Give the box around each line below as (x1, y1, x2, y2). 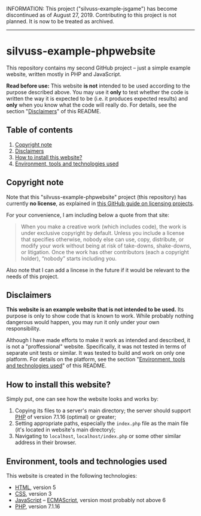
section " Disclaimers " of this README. (6, 107, 102, 114)
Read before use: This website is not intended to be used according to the (6, 82, 190, 89)
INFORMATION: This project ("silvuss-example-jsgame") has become (6, 5, 178, 12)
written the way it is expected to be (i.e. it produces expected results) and (6, 95, 188, 102)
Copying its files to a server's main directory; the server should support (14, 407, 191, 414)
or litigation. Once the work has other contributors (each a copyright (20, 248, 190, 255)
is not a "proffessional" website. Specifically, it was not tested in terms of (6, 343, 187, 350)
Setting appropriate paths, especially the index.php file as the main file (14, 420, 188, 427)
